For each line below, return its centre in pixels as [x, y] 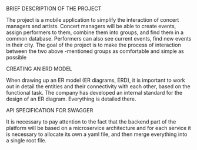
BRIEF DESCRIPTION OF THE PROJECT [54, 9]
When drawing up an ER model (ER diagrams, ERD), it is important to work [96, 80]
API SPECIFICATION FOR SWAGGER [50, 110]
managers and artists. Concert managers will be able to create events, [91, 26]
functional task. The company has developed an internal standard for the [94, 93]
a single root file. [26, 140]
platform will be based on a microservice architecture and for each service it [98, 128]
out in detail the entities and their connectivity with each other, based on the [98, 86]
